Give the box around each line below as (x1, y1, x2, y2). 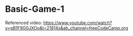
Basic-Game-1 (5, 3, 65, 15)
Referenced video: (5, 20, 43, 26)
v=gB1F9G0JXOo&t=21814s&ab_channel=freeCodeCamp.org (5, 25, 129, 31)
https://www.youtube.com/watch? (43, 20, 112, 26)
